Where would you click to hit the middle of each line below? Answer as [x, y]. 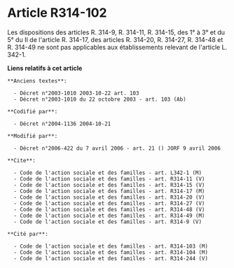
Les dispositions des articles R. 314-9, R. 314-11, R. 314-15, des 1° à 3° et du [116, 32]
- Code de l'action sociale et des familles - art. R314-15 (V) [109, 185]
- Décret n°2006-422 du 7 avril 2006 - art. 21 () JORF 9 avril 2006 [117, 148]
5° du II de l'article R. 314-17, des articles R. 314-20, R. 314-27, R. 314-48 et [115, 39]
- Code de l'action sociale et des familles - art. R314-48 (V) [109, 209]
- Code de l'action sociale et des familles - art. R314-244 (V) [111, 258]
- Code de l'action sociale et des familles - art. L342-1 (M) [108, 173]
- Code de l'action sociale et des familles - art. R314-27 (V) [109, 203]
